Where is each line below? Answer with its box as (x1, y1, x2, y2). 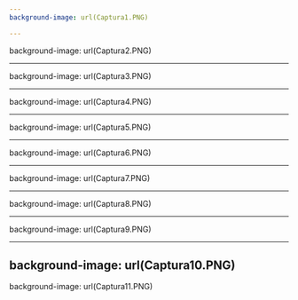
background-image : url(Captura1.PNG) (9, 12, 149, 22)
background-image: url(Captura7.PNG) (9, 172, 151, 183)
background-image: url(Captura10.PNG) (9, 258, 236, 273)
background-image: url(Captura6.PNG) (9, 147, 152, 158)
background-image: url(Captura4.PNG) (9, 96, 153, 107)
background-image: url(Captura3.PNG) (9, 70, 153, 81)
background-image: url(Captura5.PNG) (9, 122, 152, 132)
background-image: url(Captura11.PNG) (9, 281, 153, 292)
